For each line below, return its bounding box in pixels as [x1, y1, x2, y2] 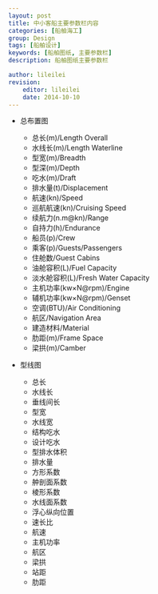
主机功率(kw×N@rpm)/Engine [31, 283, 130, 293]
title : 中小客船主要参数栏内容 [8, 19, 99, 27]
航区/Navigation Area [31, 313, 101, 323]
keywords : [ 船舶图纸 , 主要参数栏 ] [8, 49, 113, 57]
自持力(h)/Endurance [31, 223, 101, 233]
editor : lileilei [22, 86, 81, 94]
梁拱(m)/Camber [31, 343, 86, 353]
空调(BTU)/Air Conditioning [31, 303, 121, 313]
